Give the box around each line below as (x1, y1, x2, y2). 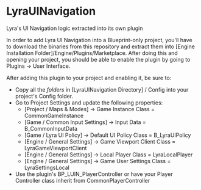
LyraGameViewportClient (24, 144, 87, 152)
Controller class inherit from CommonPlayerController (15, 177, 150, 184)
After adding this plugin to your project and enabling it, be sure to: (6, 74, 172, 81)
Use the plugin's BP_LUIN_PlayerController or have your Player (15, 170, 173, 178)
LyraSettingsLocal (24, 164, 70, 171)
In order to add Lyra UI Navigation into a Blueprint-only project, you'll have (6, 36, 193, 43)
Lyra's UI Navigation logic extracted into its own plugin (6, 24, 143, 32)
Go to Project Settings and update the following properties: (15, 99, 163, 106)
